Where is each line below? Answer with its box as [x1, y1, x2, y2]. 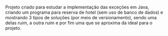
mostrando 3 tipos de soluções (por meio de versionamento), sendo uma [5, 15, 157, 20]
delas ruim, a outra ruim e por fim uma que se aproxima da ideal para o [5, 20, 153, 26]
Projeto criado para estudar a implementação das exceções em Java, [5, 4, 149, 10]
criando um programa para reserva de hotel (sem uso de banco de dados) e [5, 9, 163, 15]
